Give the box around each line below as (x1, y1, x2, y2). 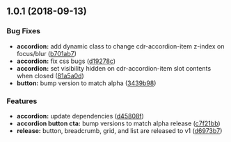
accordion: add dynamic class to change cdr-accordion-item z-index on (16, 42, 225, 51)
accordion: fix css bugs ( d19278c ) (16, 57, 116, 65)
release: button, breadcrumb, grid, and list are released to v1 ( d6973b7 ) (16, 126, 223, 134)
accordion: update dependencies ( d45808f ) (16, 112, 144, 120)
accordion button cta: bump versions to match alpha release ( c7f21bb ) (16, 119, 221, 127)
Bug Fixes (6, 26, 41, 36)
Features (6, 96, 38, 106)
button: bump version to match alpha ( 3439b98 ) (16, 79, 157, 87)
